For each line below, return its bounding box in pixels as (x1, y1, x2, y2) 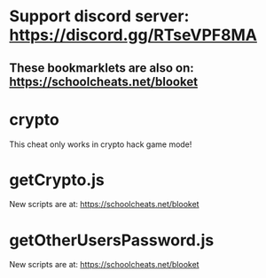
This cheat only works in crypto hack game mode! (9, 139, 192, 150)
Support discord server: (9, 6, 190, 27)
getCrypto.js (9, 170, 105, 189)
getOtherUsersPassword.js (9, 230, 215, 250)
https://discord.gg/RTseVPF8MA (9, 25, 257, 45)
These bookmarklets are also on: (9, 60, 195, 75)
